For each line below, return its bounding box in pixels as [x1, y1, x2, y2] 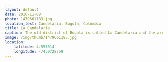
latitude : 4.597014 [14, 44, 55, 49]
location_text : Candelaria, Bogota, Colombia [5, 21, 101, 26]
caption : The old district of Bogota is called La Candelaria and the [5, 30, 155, 35]
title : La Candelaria [5, 26, 50, 31]
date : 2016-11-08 [5, 12, 41, 17]
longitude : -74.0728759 [14, 49, 64, 54]
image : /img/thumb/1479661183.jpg [5, 35, 77, 40]
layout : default [5, 7, 39, 12]
